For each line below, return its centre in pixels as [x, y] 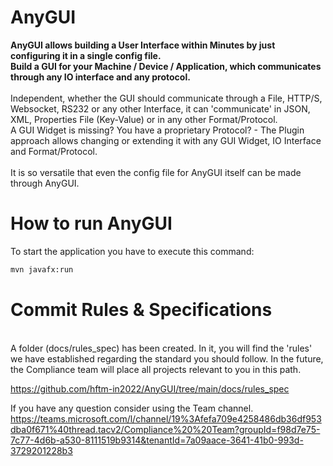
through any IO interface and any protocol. [100, 77]
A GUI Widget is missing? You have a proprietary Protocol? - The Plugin [157, 130]
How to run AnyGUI [91, 223]
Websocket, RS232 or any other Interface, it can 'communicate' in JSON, [160, 108]
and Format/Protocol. [54, 151]
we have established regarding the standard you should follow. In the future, [167, 358]
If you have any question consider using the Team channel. [132, 408]
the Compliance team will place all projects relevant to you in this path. [156, 369]
